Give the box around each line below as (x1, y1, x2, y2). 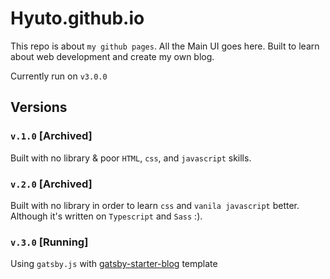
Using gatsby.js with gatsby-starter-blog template (10, 258, 218, 270)
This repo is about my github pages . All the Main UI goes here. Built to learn (10, 40, 320, 52)
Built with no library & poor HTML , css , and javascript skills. (10, 152, 252, 164)
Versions (10, 99, 68, 116)
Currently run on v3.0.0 (10, 70, 108, 82)
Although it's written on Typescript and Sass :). (10, 210, 203, 222)
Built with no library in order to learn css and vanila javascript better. (10, 199, 300, 211)
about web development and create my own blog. (10, 50, 215, 62)
